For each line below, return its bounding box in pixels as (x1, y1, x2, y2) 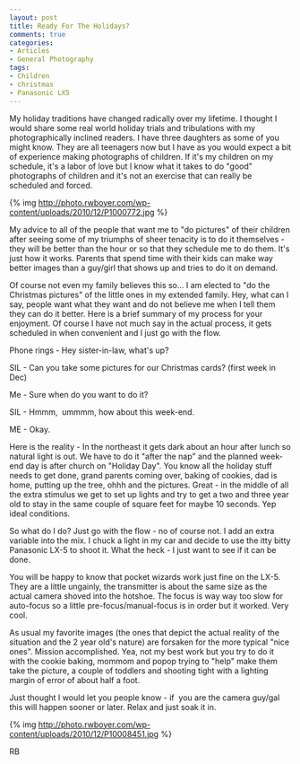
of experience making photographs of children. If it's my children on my (9, 151, 274, 162)
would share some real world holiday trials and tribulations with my (9, 122, 256, 133)
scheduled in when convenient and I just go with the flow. (9, 327, 221, 338)
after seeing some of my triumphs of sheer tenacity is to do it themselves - (9, 233, 285, 244)
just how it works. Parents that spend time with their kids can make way (9, 252, 273, 263)
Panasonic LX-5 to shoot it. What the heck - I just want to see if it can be (9, 544, 277, 555)
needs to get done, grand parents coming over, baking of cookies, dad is (9, 470, 278, 480)
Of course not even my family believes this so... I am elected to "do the (9, 279, 270, 290)
